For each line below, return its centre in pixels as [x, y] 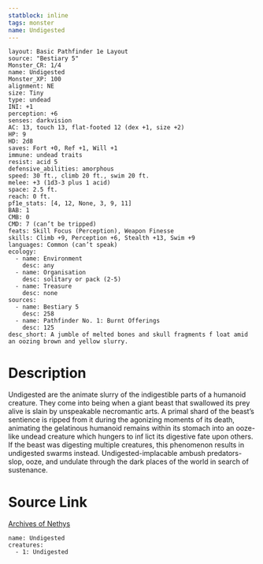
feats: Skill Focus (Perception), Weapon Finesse [91, 231]
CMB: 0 [19, 218]
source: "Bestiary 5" [44, 59]
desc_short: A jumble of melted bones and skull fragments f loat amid [128, 335]
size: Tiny [26, 93]
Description [47, 373]
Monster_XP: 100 [35, 80]
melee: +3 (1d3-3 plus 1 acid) [59, 183]
